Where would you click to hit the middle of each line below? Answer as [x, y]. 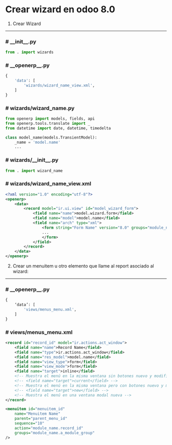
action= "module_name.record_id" [49, 428]
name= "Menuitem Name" [37, 414]
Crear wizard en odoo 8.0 [60, 9]
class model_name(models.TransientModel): [51, 137]
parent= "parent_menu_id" [41, 419]
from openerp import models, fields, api [50, 119]
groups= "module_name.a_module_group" [55, 433]
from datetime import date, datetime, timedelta [58, 128]
